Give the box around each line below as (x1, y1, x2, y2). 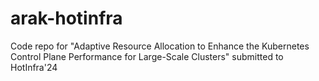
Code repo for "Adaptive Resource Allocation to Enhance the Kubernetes (10, 40, 310, 52)
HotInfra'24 (10, 61, 58, 73)
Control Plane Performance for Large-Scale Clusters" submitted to (10, 50, 284, 62)
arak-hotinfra (10, 7, 123, 30)
